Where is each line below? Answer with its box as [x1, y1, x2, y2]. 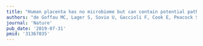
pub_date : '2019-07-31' [6, 25, 66, 32]
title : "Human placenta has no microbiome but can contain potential [6, 8, 185, 15]
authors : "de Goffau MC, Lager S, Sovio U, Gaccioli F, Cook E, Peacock [6, 14, 193, 20]
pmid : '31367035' [6, 31, 50, 37]
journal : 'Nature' [6, 20, 53, 26]
